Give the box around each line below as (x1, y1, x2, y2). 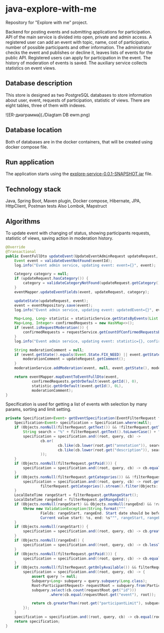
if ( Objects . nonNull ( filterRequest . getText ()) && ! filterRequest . (14, 425, 152, 430)
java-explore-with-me (5, 3, 97, 15)
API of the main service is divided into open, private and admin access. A (5, 34, 152, 40)
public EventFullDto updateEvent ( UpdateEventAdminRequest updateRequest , (5, 254, 159, 259)
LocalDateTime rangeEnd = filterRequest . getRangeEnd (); (14, 497, 130, 502)
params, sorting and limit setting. (5, 406, 72, 412)
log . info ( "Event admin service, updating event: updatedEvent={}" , (14, 307, 154, 312)
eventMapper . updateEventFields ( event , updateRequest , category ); (14, 289, 150, 295)
